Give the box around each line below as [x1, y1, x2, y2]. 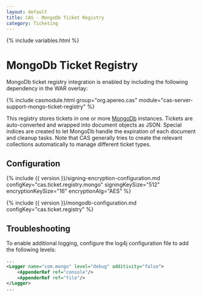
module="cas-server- [138, 97, 193, 104]
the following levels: [6, 246, 56, 253]
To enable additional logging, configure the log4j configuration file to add [6, 239, 189, 246]
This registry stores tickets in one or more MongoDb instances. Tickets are [6, 115, 193, 122]
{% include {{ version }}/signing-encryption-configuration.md [6, 175, 161, 182]
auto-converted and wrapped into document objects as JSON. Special [6, 121, 182, 128]
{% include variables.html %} [6, 37, 79, 44]
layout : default [6, 9, 47, 15]
